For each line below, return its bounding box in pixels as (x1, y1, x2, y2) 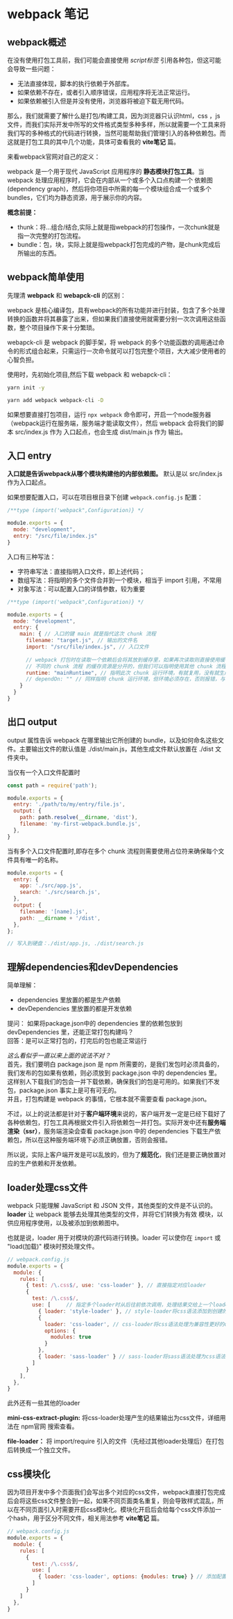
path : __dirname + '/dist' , (19, 914, 101, 922)
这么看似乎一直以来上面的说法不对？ (7, 1051, 111, 1060)
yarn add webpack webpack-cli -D (7, 397, 104, 404)
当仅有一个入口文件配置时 (7, 768, 80, 776)
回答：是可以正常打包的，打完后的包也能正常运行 (7, 1037, 147, 1045)
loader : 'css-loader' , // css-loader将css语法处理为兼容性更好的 (44, 1321, 225, 1327)
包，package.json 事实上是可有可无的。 (7, 1086, 121, 1094)
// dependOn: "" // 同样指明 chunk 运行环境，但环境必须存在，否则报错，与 (25, 676, 225, 683)
